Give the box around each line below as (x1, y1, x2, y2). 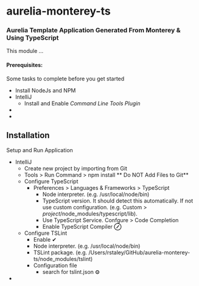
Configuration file (33, 262, 77, 269)
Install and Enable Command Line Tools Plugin (24, 99, 141, 107)
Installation (6, 130, 50, 141)
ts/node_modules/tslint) (33, 255, 93, 262)
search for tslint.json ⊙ (42, 268, 100, 275)
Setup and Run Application (6, 146, 73, 153)
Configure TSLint (24, 229, 68, 237)
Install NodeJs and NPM (15, 86, 76, 94)
